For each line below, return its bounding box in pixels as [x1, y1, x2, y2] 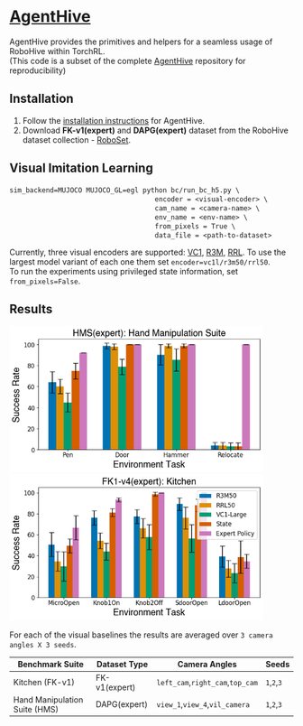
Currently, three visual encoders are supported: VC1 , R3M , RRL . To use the [9, 247, 287, 257]
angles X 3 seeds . [9, 638, 77, 649]
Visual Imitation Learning [9, 161, 153, 176]
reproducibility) [9, 65, 67, 76]
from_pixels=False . [9, 275, 81, 286]
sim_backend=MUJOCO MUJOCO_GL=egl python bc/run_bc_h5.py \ [9, 185, 241, 195]
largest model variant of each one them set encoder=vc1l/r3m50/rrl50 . [9, 256, 271, 267]
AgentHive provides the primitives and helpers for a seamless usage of [9, 36, 273, 47]
